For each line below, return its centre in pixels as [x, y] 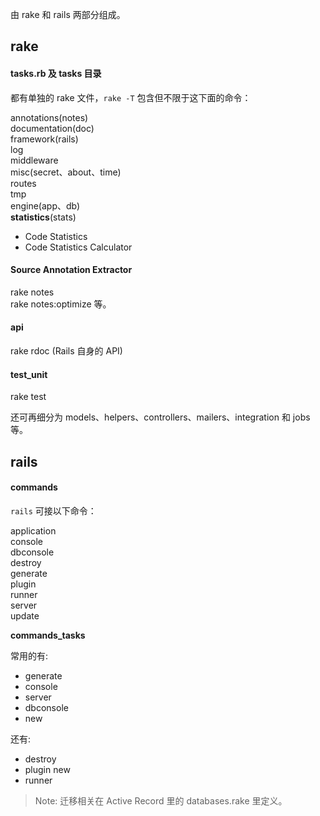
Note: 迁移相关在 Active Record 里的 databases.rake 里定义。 [161, 800]
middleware [34, 160]
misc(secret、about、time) [66, 172]
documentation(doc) [52, 128]
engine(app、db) [45, 205]
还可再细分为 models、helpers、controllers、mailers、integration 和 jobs [160, 417]
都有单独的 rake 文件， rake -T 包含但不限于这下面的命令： [131, 97]
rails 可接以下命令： [53, 510]
